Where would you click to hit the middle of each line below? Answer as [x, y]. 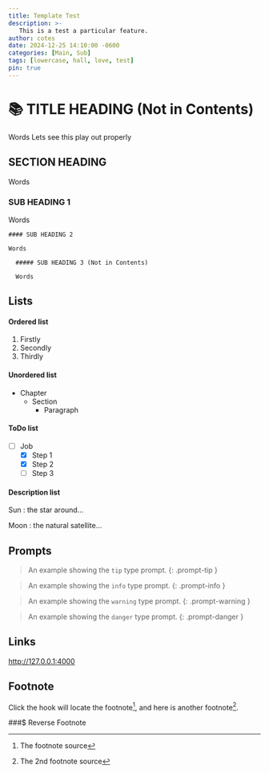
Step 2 [43, 464]
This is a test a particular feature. [84, 31]
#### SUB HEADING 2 [41, 234]
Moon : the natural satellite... [55, 526]
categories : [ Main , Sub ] [50, 53]
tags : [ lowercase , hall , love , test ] [71, 61]
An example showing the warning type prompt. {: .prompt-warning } [139, 601]
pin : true [25, 68]
